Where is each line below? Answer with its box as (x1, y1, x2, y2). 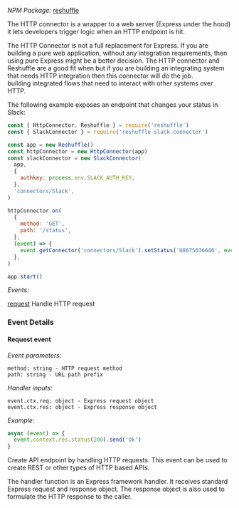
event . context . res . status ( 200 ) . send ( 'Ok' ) (14, 436, 142, 444)
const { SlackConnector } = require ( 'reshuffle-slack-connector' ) (7, 128, 208, 135)
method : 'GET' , (20, 220, 65, 227)
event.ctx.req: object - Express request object (7, 397, 154, 405)
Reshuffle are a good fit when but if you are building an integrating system (7, 64, 225, 72)
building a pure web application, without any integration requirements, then (7, 49, 228, 57)
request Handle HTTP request (7, 299, 95, 309)
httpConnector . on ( (7, 207, 62, 214)
